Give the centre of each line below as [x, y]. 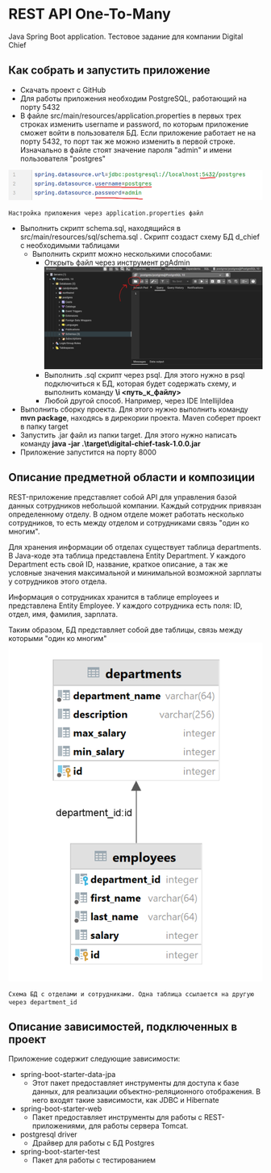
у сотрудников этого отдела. [58, 581]
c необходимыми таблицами [69, 245]
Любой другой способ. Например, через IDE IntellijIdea [139, 400]
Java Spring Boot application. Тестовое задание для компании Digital [126, 36]
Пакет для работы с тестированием [94, 1160]
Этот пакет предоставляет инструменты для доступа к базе [135, 1083]
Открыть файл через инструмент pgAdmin [117, 262]
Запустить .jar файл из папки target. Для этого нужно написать [129, 435]
